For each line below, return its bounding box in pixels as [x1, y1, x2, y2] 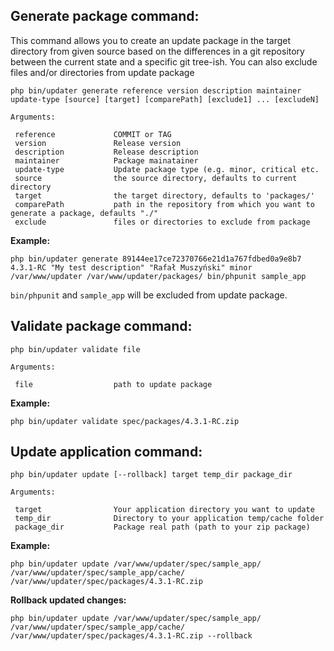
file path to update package [14, 379, 213, 389]
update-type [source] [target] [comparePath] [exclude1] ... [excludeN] [10, 94, 320, 104]
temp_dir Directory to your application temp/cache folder [14, 514, 325, 524]
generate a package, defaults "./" [10, 208, 159, 218]
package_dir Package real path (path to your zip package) [14, 522, 311, 533]
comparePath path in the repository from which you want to [14, 199, 315, 209]
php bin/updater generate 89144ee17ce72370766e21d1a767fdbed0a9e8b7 [10, 254, 302, 264]
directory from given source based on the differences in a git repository [10, 45, 305, 57]
